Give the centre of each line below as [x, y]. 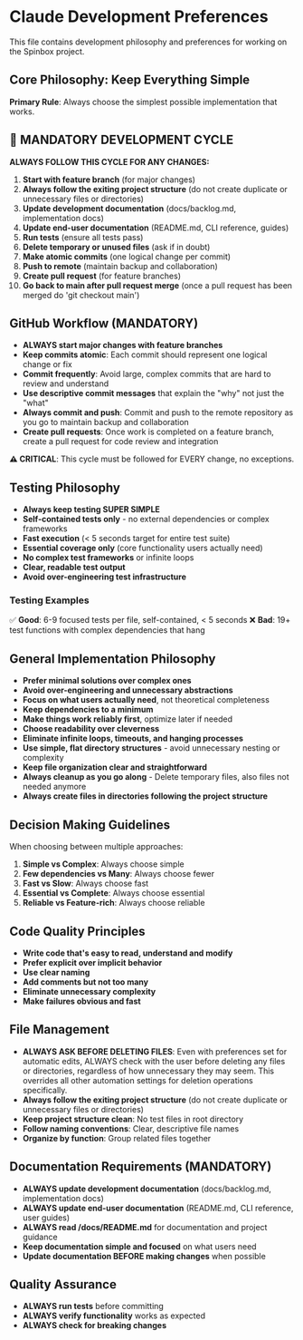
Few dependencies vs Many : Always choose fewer [118, 874]
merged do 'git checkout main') [81, 295]
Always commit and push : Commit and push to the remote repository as [158, 413]
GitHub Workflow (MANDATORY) [104, 323]
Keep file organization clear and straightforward [115, 767]
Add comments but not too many [85, 982]
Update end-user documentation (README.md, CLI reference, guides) [156, 228]
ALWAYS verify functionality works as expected [114, 1316]
